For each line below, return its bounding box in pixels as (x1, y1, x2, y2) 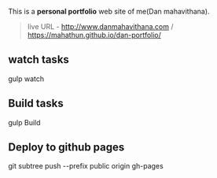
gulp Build (8, 117, 41, 127)
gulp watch (8, 74, 45, 83)
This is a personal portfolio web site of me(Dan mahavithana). (8, 7, 210, 16)
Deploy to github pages (8, 141, 125, 154)
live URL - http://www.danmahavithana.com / (27, 22, 174, 31)
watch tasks (8, 53, 69, 66)
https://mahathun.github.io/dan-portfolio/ (27, 31, 161, 39)
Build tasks (8, 97, 64, 110)
